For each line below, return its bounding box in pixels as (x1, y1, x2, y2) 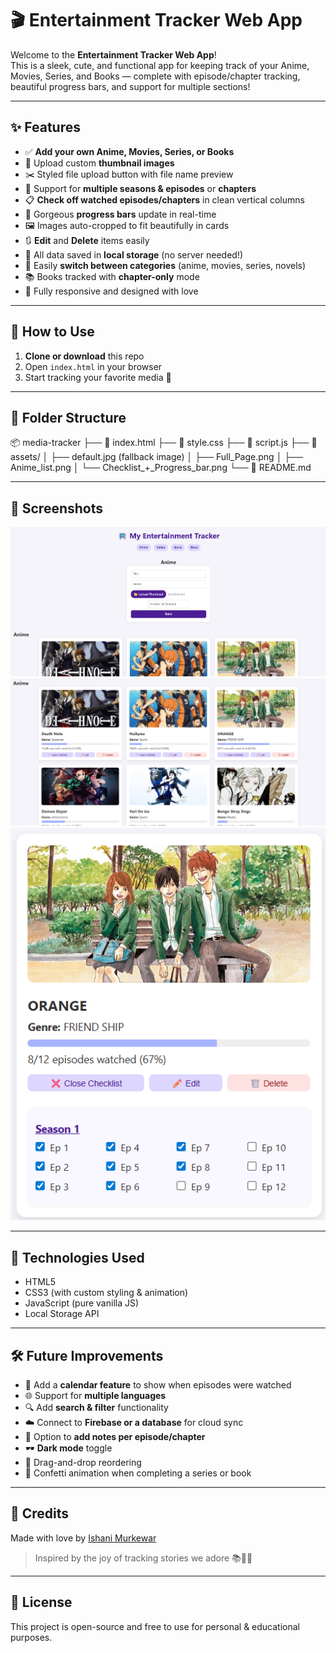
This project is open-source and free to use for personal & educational (10, 1620, 301, 1632)
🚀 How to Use (10, 323, 95, 341)
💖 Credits (10, 1505, 70, 1522)
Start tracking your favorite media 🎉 (24, 371, 172, 383)
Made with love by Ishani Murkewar (10, 1532, 157, 1544)
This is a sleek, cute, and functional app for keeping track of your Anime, (10, 59, 310, 71)
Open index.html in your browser (24, 360, 163, 372)
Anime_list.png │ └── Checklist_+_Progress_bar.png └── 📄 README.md (10, 462, 312, 474)
